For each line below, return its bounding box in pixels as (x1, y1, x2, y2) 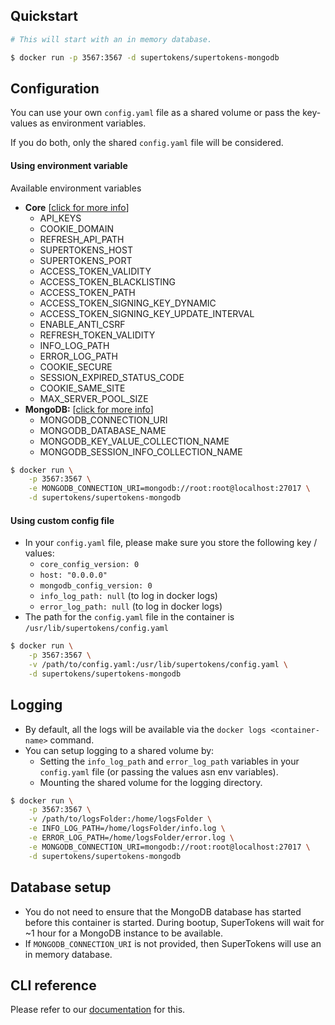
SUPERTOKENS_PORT (39, 254, 133, 266)
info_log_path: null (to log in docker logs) (39, 590, 218, 602)
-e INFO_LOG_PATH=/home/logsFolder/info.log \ (28, 824, 226, 834)
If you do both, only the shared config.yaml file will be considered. (10, 137, 284, 149)
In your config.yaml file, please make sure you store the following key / (24, 537, 318, 549)
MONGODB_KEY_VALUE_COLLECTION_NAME (39, 435, 230, 447)
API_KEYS (39, 212, 82, 224)
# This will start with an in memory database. (10, 34, 213, 44)
